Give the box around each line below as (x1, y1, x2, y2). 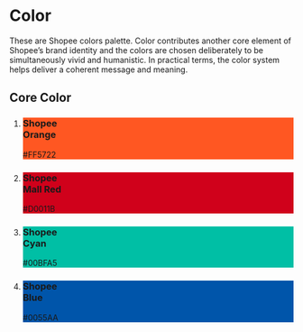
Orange (22, 128, 57, 141)
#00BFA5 (22, 258, 58, 269)
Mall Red (22, 182, 61, 195)
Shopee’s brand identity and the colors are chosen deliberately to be (9, 44, 264, 55)
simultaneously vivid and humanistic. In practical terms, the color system (9, 54, 280, 65)
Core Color (9, 90, 72, 106)
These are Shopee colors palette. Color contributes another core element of (9, 35, 291, 46)
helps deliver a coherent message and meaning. (9, 64, 188, 75)
